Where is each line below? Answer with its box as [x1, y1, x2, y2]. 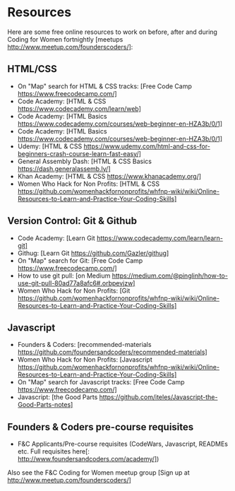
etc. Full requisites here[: [17, 447, 90, 456]
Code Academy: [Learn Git [17, 234, 95, 242]
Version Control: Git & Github [7, 215, 138, 227]
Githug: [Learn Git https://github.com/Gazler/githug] [17, 249, 169, 257]
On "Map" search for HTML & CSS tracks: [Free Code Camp [17, 82, 192, 90]
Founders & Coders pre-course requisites [7, 421, 194, 433]
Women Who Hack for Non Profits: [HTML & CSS [17, 179, 160, 188]
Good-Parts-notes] [17, 401, 73, 409]
